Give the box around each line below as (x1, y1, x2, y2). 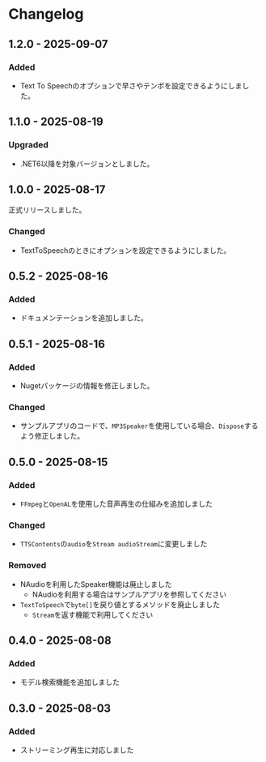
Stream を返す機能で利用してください (32, 610, 154, 619)
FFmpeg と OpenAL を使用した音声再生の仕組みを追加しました (19, 499, 213, 509)
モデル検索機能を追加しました (19, 678, 120, 687)
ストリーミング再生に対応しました (19, 745, 134, 755)
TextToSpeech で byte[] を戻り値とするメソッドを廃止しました (19, 599, 221, 609)
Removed (8, 560, 47, 571)
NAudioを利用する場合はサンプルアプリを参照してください (32, 589, 227, 599)
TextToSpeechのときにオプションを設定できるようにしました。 (19, 245, 231, 255)
